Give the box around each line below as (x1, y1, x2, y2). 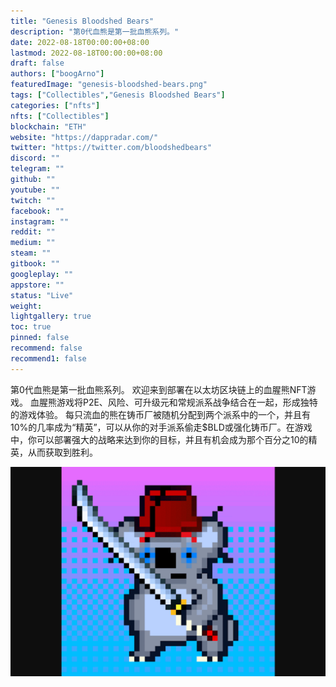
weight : (10, 301, 43, 311)
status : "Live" (10, 290, 74, 300)
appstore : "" (10, 280, 65, 290)
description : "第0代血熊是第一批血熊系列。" (10, 26, 180, 37)
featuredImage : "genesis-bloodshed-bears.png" (10, 80, 208, 90)
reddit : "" (10, 227, 56, 237)
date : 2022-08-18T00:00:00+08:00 (10, 37, 150, 47)
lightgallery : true (10, 311, 92, 322)
